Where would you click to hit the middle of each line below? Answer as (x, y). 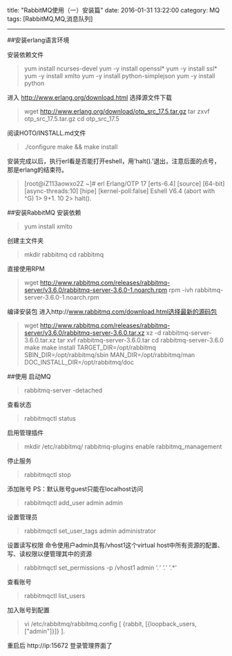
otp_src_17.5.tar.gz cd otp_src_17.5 (71, 119)
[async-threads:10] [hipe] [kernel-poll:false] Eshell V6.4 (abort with (119, 191)
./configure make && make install (71, 147)
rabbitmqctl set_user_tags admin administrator (90, 531)
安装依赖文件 (25, 55)
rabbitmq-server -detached (63, 390)
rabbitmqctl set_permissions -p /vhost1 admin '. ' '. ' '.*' (100, 567)
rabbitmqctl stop (47, 475)
